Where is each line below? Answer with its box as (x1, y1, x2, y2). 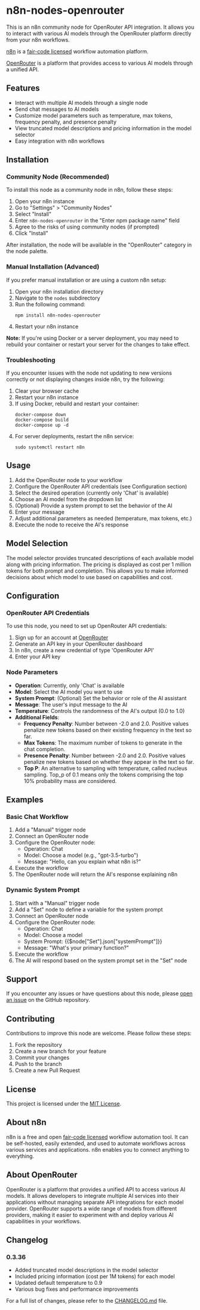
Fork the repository (14, 1041, 63, 1049)
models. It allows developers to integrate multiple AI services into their (6, 1192, 179, 1199)
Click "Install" (14, 230, 49, 237)
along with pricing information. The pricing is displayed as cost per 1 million (6, 561, 192, 568)
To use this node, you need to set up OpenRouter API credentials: (6, 622, 167, 630)
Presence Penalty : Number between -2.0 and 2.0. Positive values (23, 752, 186, 759)
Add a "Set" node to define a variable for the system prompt (14, 906, 163, 913)
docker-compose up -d (14, 422, 69, 429)
